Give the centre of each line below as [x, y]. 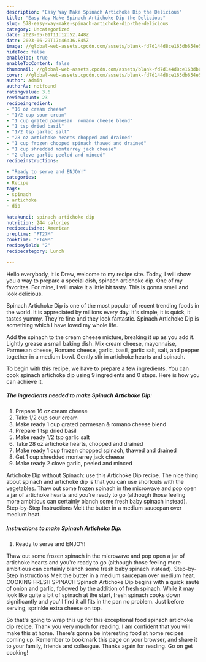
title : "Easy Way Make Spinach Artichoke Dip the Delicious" [86, 18]
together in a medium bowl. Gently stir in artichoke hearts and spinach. [96, 356]
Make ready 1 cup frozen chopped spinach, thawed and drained [96, 450]
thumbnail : [20, 69]
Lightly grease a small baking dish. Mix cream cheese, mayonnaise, [91, 343]
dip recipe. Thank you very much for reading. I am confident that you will [98, 626]
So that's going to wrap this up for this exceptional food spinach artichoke [100, 620]
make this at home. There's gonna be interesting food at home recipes [95, 633]
